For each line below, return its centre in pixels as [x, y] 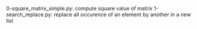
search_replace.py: [30, 14]
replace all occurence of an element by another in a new [122, 14]
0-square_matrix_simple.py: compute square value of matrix [79, 8]
